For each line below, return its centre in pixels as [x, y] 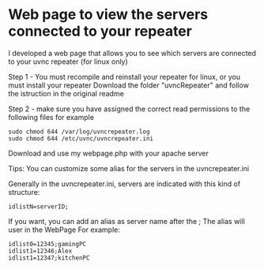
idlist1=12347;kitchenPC [49, 258]
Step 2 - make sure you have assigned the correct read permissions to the [129, 109]
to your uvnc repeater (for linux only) [68, 62]
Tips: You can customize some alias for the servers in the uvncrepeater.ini [129, 168]
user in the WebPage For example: [64, 230]
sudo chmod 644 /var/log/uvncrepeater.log [79, 132]
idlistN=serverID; [38, 207]
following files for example [51, 117]
